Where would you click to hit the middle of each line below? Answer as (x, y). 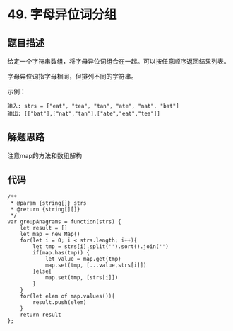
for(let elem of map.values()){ (67, 296)
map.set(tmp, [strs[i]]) (82, 277)
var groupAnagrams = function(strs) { (64, 221)
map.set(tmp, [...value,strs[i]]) (96, 265)
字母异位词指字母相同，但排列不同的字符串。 (72, 76)
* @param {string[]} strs (48, 203)
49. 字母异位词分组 (62, 15)
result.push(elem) (60, 302)
